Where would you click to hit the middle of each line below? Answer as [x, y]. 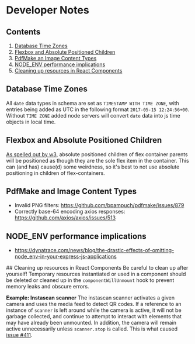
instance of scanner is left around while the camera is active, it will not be [94, 310]
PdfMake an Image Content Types [55, 58]
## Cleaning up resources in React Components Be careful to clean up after [97, 268]
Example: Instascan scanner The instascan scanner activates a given [90, 298]
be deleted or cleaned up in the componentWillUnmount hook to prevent [90, 280]
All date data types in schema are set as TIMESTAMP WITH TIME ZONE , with [93, 103]
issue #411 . [19, 335]
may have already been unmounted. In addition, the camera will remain [91, 323]
